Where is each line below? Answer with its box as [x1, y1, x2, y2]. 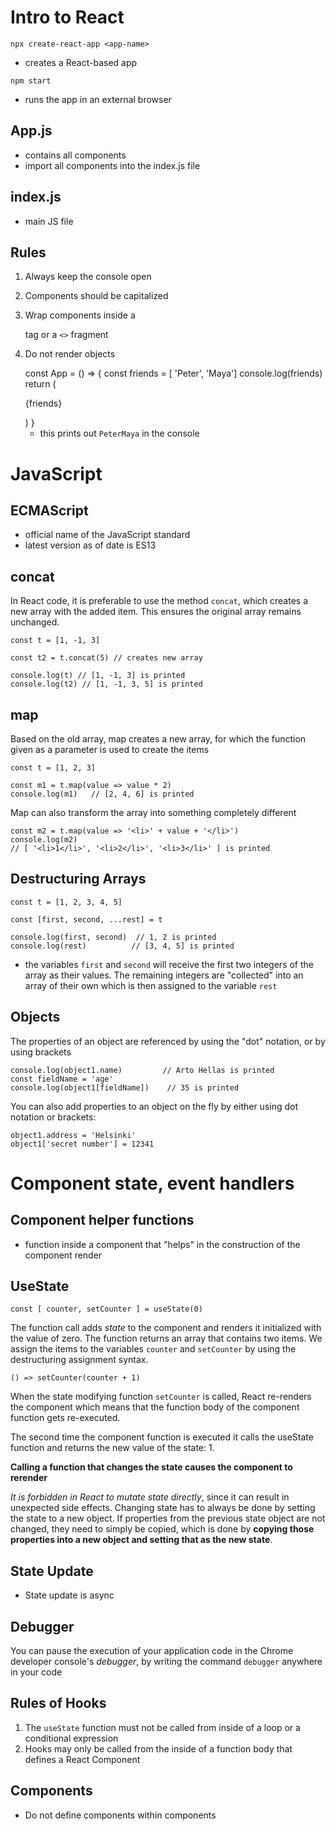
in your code [10, 1666, 63, 1678]
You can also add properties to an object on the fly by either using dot [10, 1100, 299, 1112]
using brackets [10, 1046, 72, 1058]
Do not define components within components [24, 1809, 217, 1821]
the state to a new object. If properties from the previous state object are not [10, 1512, 326, 1525]
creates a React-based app [24, 56, 138, 68]
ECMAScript [10, 502, 89, 519]
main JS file [24, 215, 74, 227]
